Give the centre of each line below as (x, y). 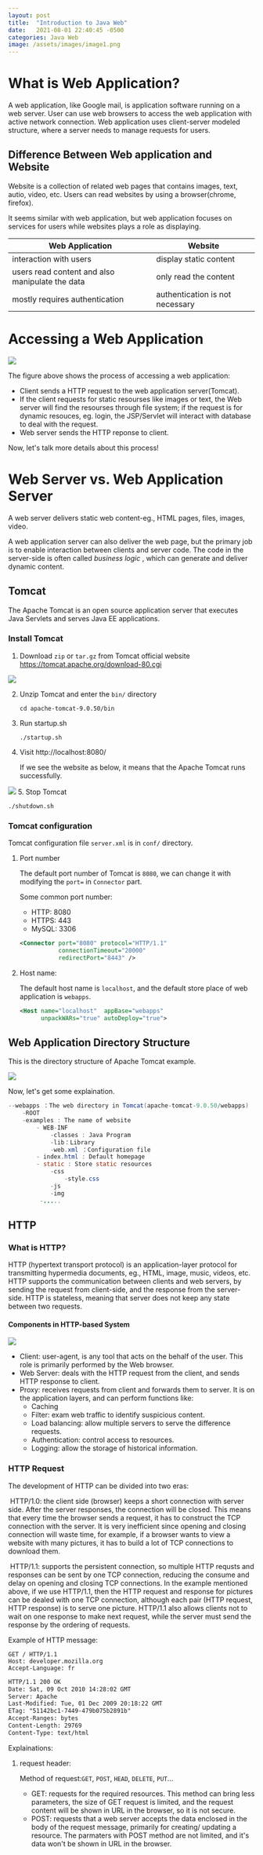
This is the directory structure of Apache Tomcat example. (102, 1062)
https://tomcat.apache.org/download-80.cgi (90, 664)
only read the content (195, 276)
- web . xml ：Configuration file (100, 1150)
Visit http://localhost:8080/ (63, 752)
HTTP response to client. (59, 1381)
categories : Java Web (43, 37)
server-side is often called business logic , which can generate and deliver (128, 558)
